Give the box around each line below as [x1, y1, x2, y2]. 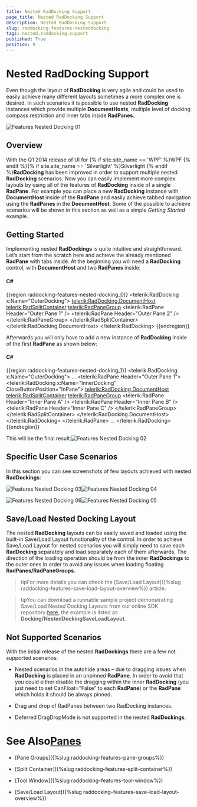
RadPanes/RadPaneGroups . [6, 567, 75, 574]
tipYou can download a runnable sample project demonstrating [20, 597, 173, 604]
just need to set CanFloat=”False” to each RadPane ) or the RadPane [14, 685, 181, 692]
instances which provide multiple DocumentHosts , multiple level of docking [6, 105, 191, 112]
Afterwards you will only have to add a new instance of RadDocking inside [6, 333, 188, 341]
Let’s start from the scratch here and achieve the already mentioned [6, 252, 171, 259]
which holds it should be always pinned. [14, 691, 112, 698]
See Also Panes [6, 734, 81, 748]
